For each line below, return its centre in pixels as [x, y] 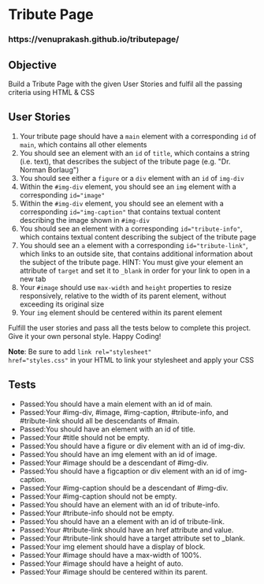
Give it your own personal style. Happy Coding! [85, 336]
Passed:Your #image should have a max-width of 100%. [111, 555]
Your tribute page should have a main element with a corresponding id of [138, 136]
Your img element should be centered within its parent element [121, 312]
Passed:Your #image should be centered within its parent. [113, 571]
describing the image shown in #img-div [84, 220]
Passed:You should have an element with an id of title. [107, 429]
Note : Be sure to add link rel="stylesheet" [80, 351]
